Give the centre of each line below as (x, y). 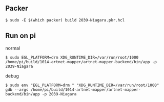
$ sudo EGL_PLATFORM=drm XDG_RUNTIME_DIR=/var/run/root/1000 (72, 57)
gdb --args (17, 90)
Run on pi (20, 36)
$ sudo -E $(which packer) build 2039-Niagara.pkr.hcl (65, 20)
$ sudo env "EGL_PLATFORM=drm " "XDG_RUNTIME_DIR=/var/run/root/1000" (82, 85)
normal (13, 48)
